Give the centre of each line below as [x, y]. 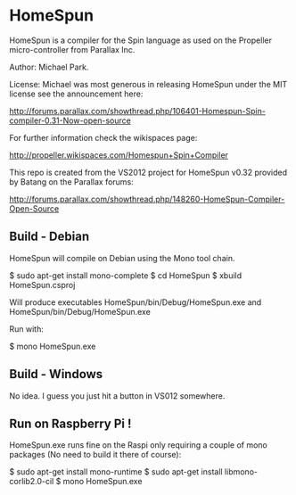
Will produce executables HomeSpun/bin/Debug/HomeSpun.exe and [136, 302]
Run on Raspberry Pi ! [70, 423]
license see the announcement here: [76, 94]
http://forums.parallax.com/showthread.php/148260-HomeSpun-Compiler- [147, 199]
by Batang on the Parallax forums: [71, 181]
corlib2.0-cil [32, 482]
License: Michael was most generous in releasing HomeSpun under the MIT [148, 84]
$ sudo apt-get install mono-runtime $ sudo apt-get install [116, 472]
